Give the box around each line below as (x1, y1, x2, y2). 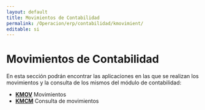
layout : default (6, 9, 48, 15)
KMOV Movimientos (15, 91, 66, 98)
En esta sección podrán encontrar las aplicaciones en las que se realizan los (6, 73, 199, 80)
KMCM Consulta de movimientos (15, 97, 99, 105)
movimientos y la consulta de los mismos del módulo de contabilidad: (6, 79, 182, 86)
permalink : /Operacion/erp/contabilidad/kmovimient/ (6, 20, 144, 26)
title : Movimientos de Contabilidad (6, 15, 100, 21)
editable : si (6, 26, 40, 32)
